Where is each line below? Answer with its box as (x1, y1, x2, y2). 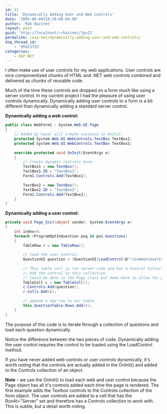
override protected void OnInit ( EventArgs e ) (14, 150, 110, 155)
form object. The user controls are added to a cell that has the (5, 393, 132, 399)
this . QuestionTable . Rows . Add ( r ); (23, 303, 92, 308)
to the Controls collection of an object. (5, 367, 83, 373)
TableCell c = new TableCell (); (23, 280, 90, 285)
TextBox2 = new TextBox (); (23, 183, 79, 188)
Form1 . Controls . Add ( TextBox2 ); (23, 192, 88, 197)
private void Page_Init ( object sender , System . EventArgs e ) (5, 220, 133, 225)
